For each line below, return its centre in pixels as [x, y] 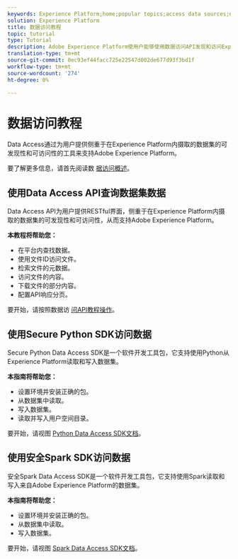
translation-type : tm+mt [44, 54]
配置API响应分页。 [45, 294]
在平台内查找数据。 [46, 250]
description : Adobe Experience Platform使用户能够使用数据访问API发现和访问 [114, 47]
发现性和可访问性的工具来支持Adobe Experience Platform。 [94, 153]
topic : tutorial [31, 34]
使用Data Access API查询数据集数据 [87, 193]
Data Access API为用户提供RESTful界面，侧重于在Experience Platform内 [113, 211]
